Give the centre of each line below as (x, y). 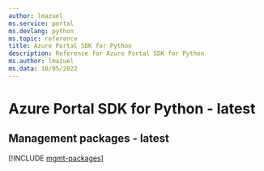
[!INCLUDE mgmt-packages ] (56, 158)
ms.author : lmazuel (41, 62)
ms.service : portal (41, 24)
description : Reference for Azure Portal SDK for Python (106, 53)
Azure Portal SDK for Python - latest (132, 108)
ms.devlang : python (41, 31)
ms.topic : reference (43, 38)
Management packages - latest (89, 139)
